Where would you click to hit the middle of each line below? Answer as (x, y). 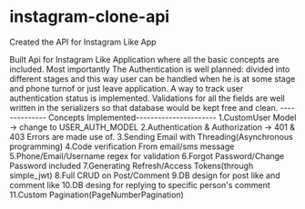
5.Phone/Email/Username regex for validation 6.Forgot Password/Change (147, 155)
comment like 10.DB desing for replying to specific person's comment (140, 184)
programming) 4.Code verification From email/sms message (122, 146)
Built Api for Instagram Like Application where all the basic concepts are (144, 59)
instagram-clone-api (90, 17)
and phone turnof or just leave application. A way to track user (127, 88)
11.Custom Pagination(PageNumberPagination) (97, 194)
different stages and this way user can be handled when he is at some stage (152, 78)
